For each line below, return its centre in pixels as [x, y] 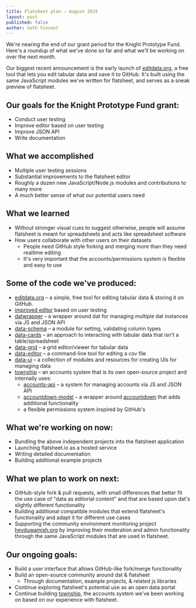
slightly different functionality [50, 505]
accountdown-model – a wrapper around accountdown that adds [102, 397]
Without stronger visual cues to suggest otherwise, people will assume [100, 227]
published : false [27, 22]
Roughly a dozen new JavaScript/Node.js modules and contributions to [100, 182]
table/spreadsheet [37, 341]
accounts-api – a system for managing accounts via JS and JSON [102, 384]
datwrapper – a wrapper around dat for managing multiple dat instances [101, 316]
